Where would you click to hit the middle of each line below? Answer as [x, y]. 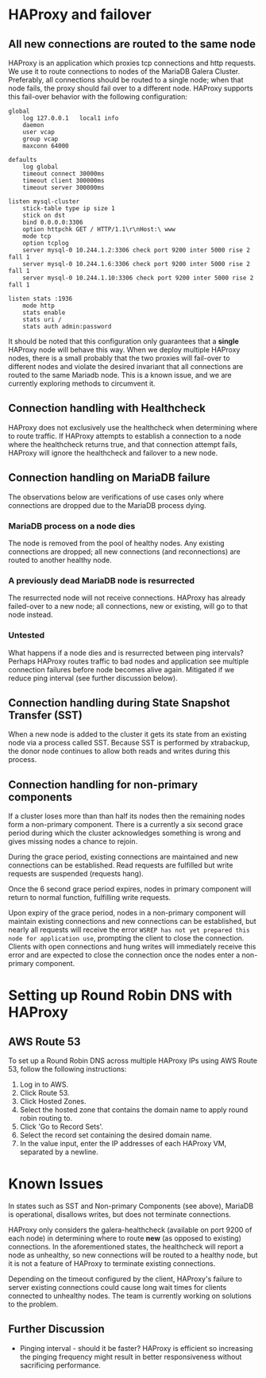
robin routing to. [46, 1118]
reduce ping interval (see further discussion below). [93, 678]
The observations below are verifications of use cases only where [116, 497]
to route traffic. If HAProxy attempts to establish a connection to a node [125, 436]
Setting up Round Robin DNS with [120, 996]
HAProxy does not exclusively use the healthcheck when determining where [133, 427]
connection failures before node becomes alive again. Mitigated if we [121, 669]
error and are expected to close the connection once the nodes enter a [124, 955]
